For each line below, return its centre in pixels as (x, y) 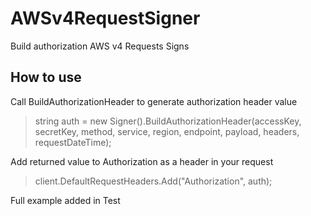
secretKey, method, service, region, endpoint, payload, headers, (167, 131)
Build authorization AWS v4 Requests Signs (100, 46)
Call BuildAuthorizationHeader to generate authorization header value (154, 101)
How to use (46, 77)
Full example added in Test (65, 200)
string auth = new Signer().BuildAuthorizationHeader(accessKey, (168, 121)
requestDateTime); (73, 142)
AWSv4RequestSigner (105, 18)
